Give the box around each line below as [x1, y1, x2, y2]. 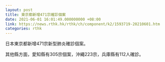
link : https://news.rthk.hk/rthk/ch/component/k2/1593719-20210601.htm [5, 21, 160, 27]
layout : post [5, 7, 33, 13]
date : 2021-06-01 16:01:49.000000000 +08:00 [5, 17, 101, 22]
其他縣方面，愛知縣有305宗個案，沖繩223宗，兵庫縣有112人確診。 [5, 51, 144, 57]
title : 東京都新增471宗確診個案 [5, 12, 66, 17]
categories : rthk [5, 26, 42, 31]
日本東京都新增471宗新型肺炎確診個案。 [5, 41, 88, 47]
